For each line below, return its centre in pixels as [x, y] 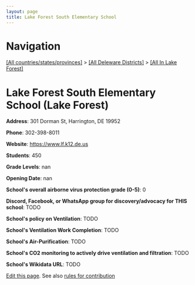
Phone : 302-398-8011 [33, 132]
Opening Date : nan [29, 178]
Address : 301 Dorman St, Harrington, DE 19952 [63, 121]
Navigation [33, 46]
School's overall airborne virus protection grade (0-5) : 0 [76, 190]
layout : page [22, 11]
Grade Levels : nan [28, 167]
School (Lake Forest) [58, 105]
